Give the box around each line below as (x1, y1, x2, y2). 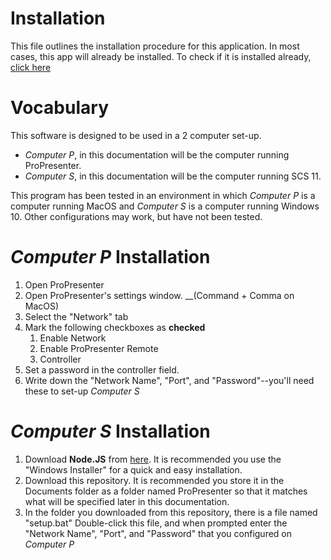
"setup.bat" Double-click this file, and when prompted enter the (24, 517, 288, 529)
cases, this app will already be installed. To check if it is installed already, (10, 50, 312, 62)
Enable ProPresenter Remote (39, 342, 159, 354)
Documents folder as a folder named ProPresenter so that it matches (24, 485, 308, 497)
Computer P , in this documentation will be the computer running (24, 148, 290, 161)
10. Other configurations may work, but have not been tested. (10, 210, 263, 222)
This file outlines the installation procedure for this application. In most (10, 40, 300, 52)
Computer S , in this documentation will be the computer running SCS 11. (24, 170, 322, 182)
